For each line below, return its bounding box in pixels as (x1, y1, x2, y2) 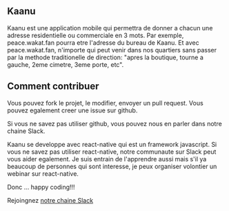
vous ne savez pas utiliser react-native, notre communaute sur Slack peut (7, 148, 217, 156)
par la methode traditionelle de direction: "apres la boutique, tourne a (7, 53, 203, 61)
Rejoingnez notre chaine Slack (7, 196, 94, 204)
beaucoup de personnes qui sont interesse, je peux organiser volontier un (7, 162, 217, 170)
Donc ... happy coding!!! (7, 183, 75, 191)
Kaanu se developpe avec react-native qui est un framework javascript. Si (7, 140, 217, 148)
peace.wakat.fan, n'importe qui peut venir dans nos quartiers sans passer (7, 46, 217, 54)
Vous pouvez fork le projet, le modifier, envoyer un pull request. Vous (7, 99, 203, 107)
